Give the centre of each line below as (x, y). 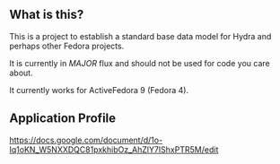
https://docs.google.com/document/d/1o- (86, 140)
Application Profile (63, 119)
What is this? (47, 15)
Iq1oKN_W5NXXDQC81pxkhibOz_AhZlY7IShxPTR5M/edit (114, 149)
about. (21, 73)
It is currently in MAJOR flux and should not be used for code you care (140, 63)
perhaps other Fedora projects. (67, 46)
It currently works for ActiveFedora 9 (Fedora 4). (99, 90)
